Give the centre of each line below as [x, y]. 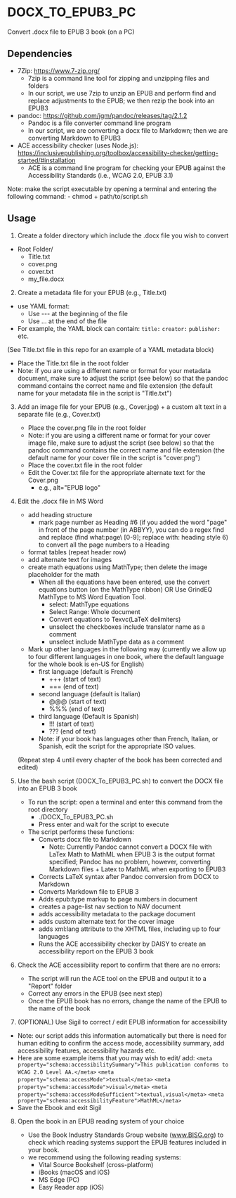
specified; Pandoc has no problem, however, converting [130, 861]
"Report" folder [50, 986]
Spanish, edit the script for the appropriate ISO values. [117, 746]
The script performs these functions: [81, 832]
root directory [48, 809]
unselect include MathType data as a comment [117, 642]
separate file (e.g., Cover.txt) [59, 414]
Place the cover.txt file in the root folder [85, 465]
